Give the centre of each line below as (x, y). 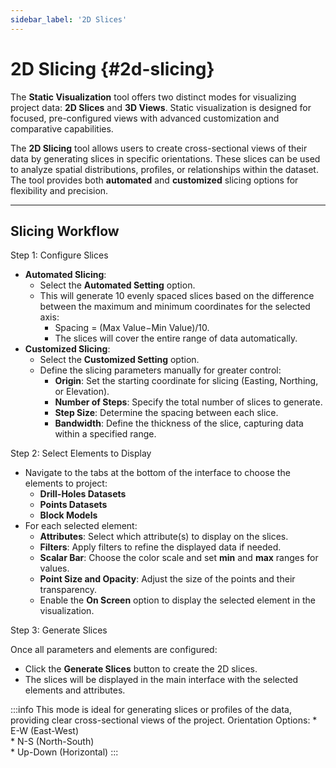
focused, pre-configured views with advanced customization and (145, 118)
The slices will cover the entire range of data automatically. (176, 338)
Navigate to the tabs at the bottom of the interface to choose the (157, 473)
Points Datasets (73, 505)
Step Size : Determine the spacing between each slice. (166, 413)
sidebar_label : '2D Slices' (69, 19)
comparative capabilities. (62, 128)
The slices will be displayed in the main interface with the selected (161, 680)
